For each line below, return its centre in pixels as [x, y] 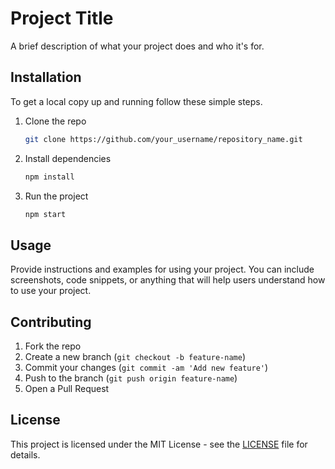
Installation [46, 77]
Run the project [56, 196]
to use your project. [51, 291]
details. [25, 454]
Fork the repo [53, 346]
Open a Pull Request [67, 388]
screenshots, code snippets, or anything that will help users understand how [168, 280]
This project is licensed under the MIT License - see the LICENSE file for [159, 444]
